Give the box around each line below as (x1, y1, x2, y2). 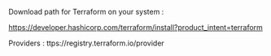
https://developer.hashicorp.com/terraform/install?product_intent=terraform (8, 23, 263, 32)
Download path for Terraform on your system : (8, 7, 164, 16)
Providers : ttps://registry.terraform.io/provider (8, 38, 164, 48)
